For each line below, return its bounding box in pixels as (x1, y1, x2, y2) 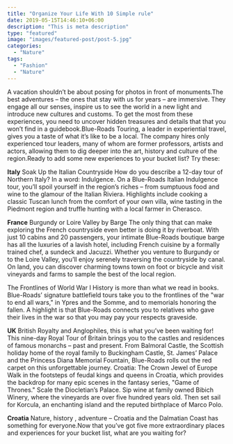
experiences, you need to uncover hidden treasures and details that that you (7, 117, 226, 125)
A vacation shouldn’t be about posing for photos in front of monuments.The (7, 88, 224, 96)
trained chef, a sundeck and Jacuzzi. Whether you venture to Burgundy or (7, 248, 220, 256)
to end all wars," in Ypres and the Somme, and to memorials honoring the (7, 298, 217, 306)
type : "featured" (7, 29, 58, 37)
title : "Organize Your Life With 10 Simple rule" (7, 10, 154, 17)
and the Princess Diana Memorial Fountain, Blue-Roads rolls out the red (7, 356, 212, 364)
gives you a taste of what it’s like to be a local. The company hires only (7, 132, 210, 140)
